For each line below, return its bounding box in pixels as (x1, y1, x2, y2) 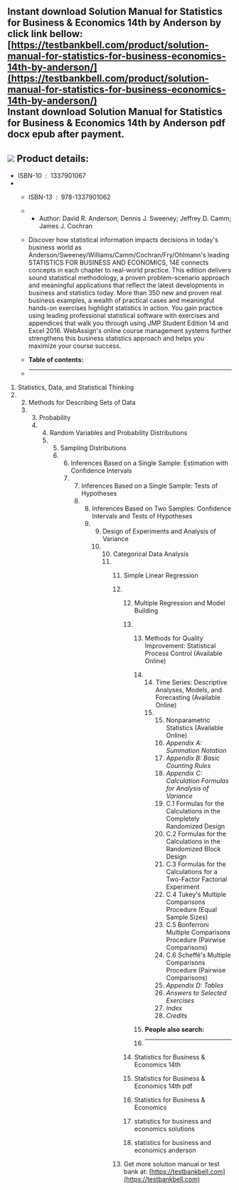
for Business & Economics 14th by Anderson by (7, 17, 222, 29)
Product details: (16, 153, 89, 165)
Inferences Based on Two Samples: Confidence (92, 504, 231, 513)
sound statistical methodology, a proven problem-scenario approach (28, 274, 230, 282)
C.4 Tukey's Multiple (166, 891, 226, 899)
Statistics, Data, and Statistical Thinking (17, 383, 134, 391)
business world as (28, 243, 82, 252)
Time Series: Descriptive (155, 678, 228, 687)
